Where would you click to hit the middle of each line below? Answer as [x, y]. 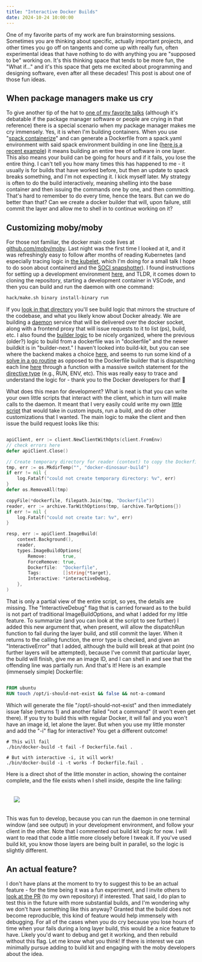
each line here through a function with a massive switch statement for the [97, 367]
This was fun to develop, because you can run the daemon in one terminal [98, 818]
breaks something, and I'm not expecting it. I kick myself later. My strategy [99, 177]
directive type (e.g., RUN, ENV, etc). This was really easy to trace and [92, 373]
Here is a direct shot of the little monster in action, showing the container [96, 774]
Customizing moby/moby [55, 227]
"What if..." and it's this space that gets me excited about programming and [99, 66]
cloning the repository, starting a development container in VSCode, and [96, 281]
